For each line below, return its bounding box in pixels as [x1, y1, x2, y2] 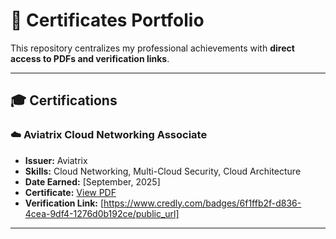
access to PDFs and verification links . [10, 52, 170, 64]
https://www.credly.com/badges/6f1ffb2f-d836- [103, 197, 302, 209]
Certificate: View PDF [24, 186, 117, 198]
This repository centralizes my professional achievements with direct [10, 42, 295, 54]
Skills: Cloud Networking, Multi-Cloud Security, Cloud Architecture [24, 165, 302, 177]
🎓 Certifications [10, 92, 118, 109]
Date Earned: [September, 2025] [24, 175, 161, 188]
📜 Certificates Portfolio [10, 9, 205, 32]
